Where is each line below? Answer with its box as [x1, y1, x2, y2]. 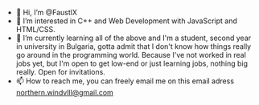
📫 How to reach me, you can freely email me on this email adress [15, 76, 235, 86]
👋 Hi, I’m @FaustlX [15, 8, 78, 17]
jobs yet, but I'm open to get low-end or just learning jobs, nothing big [15, 59, 248, 68]
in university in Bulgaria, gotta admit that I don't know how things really [15, 42, 252, 51]
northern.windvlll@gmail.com [15, 88, 114, 97]
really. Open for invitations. [15, 67, 106, 76]
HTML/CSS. [15, 25, 56, 34]
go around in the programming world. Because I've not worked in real [15, 50, 247, 59]
